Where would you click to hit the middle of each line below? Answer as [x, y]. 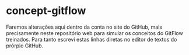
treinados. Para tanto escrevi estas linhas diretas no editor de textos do [92, 39]
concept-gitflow [46, 11]
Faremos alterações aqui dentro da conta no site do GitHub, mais [84, 27]
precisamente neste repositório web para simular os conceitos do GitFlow [94, 33]
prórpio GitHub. [25, 46]
